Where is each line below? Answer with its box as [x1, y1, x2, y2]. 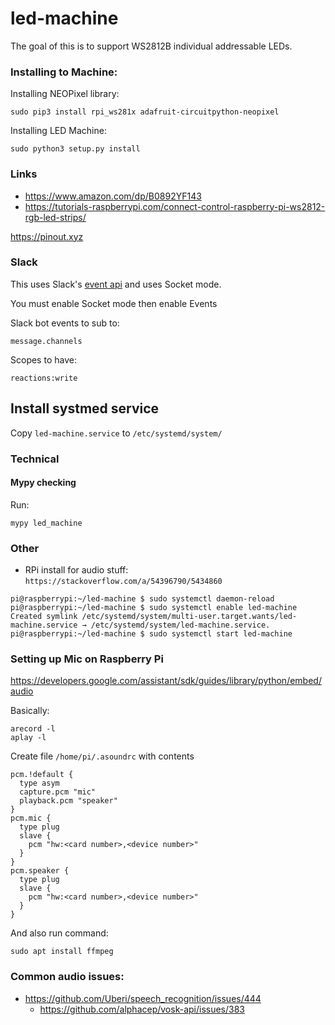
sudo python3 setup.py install [10, 144, 141, 154]
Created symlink [10, 612, 78, 622]
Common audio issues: [10, 970, 125, 984]
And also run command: [10, 927, 109, 939]
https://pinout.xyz [10, 230, 84, 242]
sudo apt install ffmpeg [10, 947, 114, 957]
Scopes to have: [10, 353, 77, 366]
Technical [10, 452, 60, 466]
